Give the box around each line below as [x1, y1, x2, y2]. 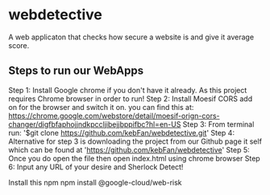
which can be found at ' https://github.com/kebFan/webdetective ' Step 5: [8, 144, 250, 154]
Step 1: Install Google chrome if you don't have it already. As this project [8, 85, 247, 95]
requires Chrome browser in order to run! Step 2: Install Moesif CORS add [8, 94, 252, 104]
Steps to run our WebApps [8, 64, 143, 78]
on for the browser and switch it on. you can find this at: [8, 102, 194, 112]
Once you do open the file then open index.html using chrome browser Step [8, 153, 260, 163]
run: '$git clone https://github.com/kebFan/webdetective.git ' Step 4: [8, 128, 235, 137]
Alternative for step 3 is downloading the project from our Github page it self [8, 136, 262, 146]
